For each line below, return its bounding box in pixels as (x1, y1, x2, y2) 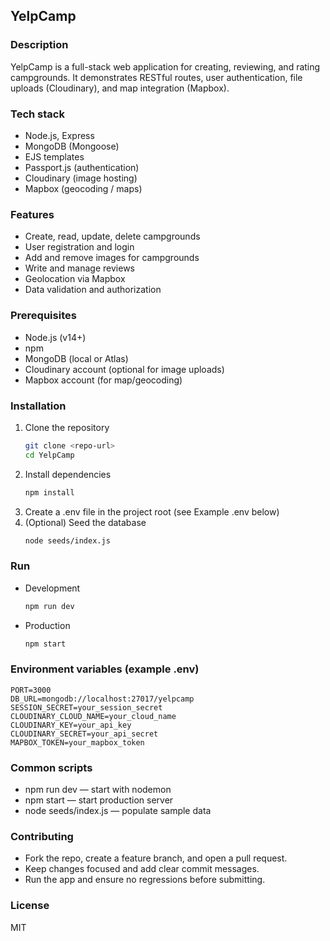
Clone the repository (24, 421, 110, 433)
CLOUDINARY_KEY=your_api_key (10, 720, 132, 730)
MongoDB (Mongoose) (24, 140, 120, 152)
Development (24, 582, 81, 594)
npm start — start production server (24, 794, 174, 806)
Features (10, 207, 55, 221)
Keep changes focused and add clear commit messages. (24, 863, 260, 875)
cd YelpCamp (24, 450, 75, 460)
